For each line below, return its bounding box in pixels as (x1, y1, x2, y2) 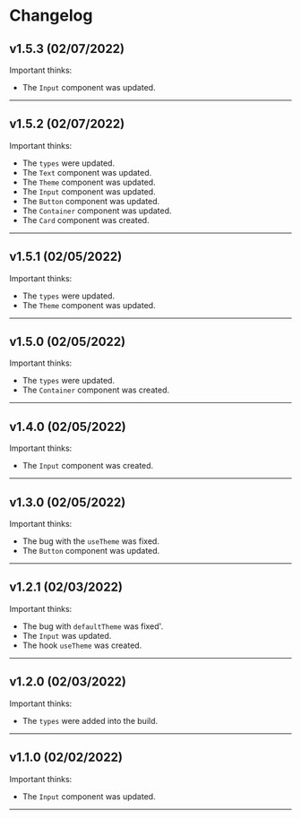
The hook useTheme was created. (21, 640, 142, 651)
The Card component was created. (21, 214, 150, 225)
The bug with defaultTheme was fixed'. (21, 620, 164, 632)
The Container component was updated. (21, 205, 172, 216)
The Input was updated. (21, 630, 112, 641)
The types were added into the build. (21, 715, 159, 726)
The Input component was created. (21, 461, 154, 471)
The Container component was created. (21, 384, 170, 395)
